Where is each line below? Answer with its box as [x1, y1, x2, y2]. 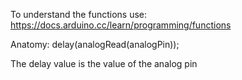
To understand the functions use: [10, 9, 148, 20]
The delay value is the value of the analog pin [10, 58, 198, 69]
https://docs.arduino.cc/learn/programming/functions [10, 19, 232, 31]
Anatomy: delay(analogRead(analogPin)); [10, 39, 180, 50]
